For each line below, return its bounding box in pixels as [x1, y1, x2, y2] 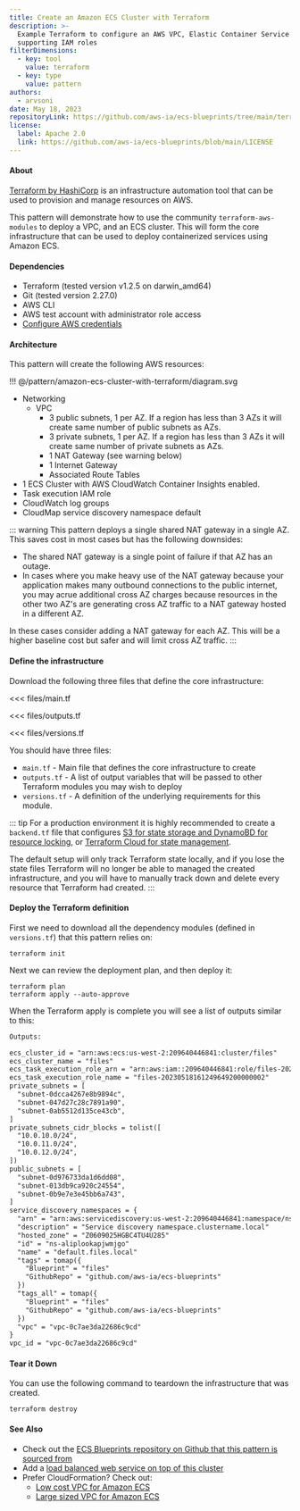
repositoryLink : [9, 113, 70, 121]
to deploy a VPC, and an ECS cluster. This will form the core [39, 221, 260, 232]
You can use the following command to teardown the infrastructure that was [9, 1378, 289, 1389]
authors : [9, 88, 42, 96]
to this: [9, 1014, 35, 1025]
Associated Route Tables [48, 470, 140, 480]
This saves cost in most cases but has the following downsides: [9, 534, 244, 545]
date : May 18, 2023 [9, 104, 82, 113]
